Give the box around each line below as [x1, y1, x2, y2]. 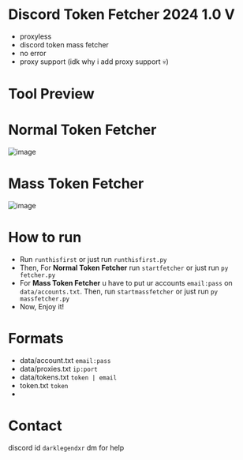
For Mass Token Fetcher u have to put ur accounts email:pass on [19, 278, 233, 287]
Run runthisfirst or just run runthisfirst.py [19, 254, 167, 264]
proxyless [19, 32, 52, 41]
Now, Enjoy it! [19, 301, 65, 311]
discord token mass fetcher [19, 39, 109, 49]
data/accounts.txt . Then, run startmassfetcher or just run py [19, 286, 219, 296]
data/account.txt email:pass [19, 355, 111, 365]
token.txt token [19, 380, 69, 390]
